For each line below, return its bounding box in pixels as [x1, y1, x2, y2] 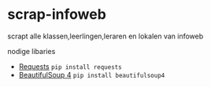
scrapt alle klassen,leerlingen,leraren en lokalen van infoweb [7, 31, 204, 41]
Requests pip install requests [18, 61, 123, 71]
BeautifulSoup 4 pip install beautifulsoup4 [18, 70, 165, 79]
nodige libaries [7, 46, 56, 56]
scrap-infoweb [7, 5, 107, 24]
